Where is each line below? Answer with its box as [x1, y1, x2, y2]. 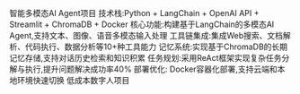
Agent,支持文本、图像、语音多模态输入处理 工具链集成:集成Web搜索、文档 [9, 30, 284, 40]
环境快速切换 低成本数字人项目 [16, 75, 130, 85]
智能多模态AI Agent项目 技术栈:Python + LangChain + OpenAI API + [9, 8, 260, 18]
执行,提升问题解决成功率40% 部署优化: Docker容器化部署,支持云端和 [24, 64, 278, 74]
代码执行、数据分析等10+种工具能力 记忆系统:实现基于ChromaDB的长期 [24, 41, 288, 52]
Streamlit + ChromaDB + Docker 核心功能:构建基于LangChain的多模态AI [9, 19, 275, 30]
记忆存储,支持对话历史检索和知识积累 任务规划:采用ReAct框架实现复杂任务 [9, 53, 282, 63]
